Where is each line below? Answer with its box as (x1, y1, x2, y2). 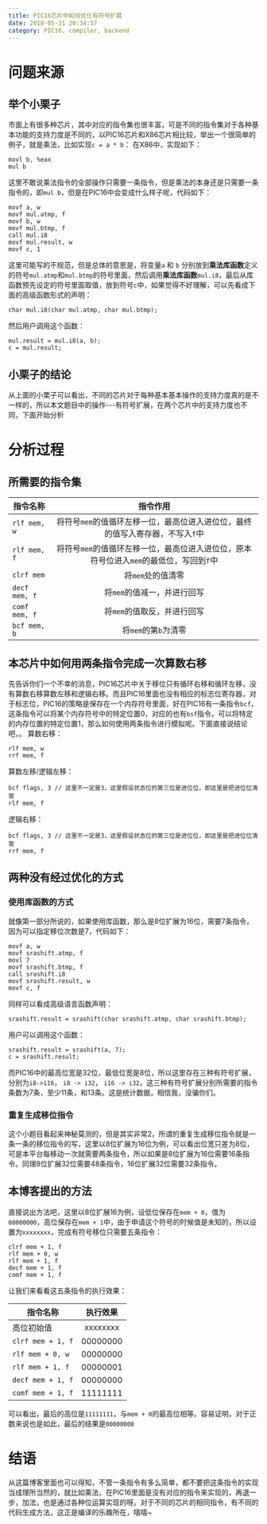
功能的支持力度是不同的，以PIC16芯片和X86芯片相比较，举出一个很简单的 (14, 130, 256, 139)
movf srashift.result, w (8, 977, 91, 985)
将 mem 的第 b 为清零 (122, 625, 187, 636)
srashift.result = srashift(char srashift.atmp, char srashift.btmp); (8, 1015, 247, 1023)
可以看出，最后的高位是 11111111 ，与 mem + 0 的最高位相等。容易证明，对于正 (8, 1408, 257, 1418)
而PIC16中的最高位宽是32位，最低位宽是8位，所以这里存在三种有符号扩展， (8, 1068, 256, 1077)
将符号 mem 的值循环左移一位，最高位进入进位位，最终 (56, 516, 252, 527)
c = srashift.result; (8, 1052, 80, 1060)
